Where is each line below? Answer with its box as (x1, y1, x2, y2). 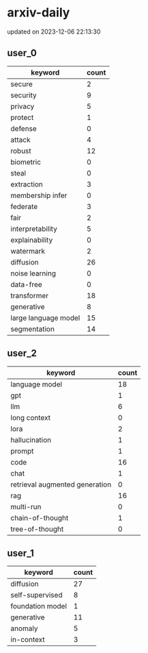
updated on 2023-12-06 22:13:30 (7, 27, 101, 36)
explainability (10, 235, 53, 245)
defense (10, 123, 38, 133)
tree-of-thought (10, 524, 64, 534)
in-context (10, 635, 46, 645)
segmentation (10, 324, 55, 334)
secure (10, 79, 33, 88)
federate (10, 201, 38, 211)
